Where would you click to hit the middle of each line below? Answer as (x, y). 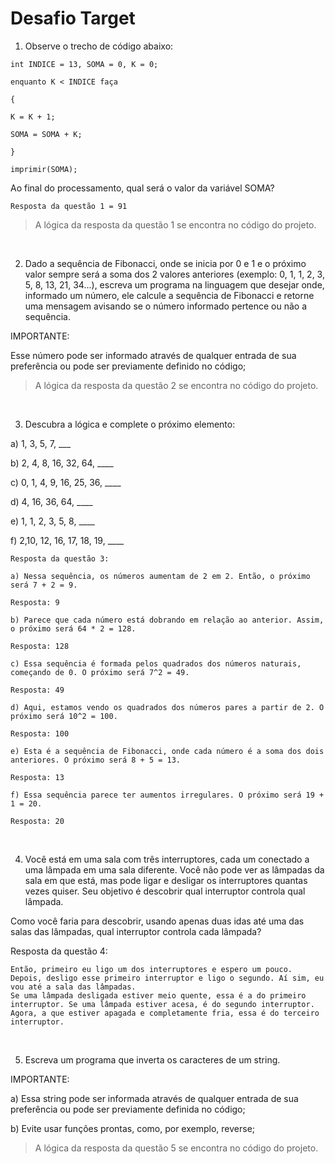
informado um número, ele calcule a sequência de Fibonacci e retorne (169, 295)
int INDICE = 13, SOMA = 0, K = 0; (84, 64)
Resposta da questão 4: (59, 951)
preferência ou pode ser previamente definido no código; (128, 366)
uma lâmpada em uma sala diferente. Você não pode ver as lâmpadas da (174, 869)
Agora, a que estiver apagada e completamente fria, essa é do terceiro (165, 1013)
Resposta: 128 (40, 646)
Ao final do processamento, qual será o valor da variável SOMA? (142, 188)
